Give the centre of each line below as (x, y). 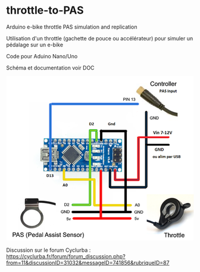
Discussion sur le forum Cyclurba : (49, 250)
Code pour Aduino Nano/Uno (42, 56)
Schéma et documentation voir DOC (50, 68)
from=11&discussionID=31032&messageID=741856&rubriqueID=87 (88, 263)
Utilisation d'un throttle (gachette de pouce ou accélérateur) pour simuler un (100, 38)
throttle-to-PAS (45, 10)
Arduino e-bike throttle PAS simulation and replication (72, 27)
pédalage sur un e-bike (35, 45)
